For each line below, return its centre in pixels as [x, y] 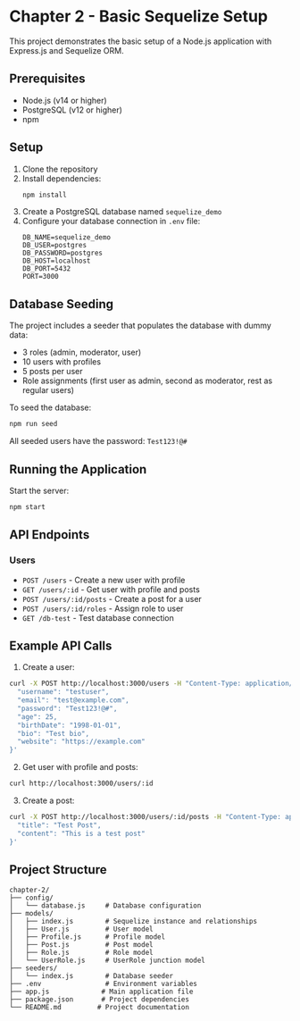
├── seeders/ [33, 968]
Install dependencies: [62, 178]
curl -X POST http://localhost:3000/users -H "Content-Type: [125, 684]
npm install [44, 195]
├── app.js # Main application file [101, 992]
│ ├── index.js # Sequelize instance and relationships [133, 922]
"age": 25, [37, 716]
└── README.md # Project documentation [100, 1008]
